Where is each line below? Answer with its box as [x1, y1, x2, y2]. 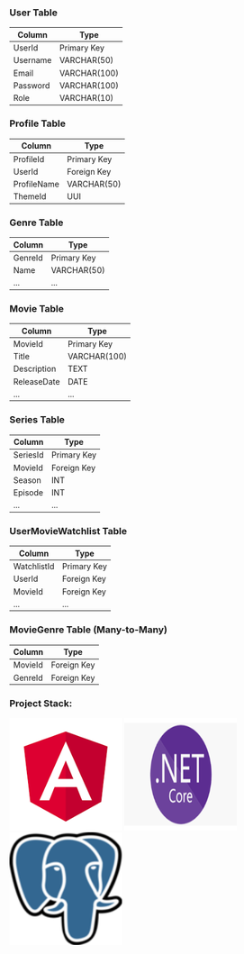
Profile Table [9, 117, 66, 130]
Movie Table [9, 302, 65, 314]
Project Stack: [9, 697, 73, 709]
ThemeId [13, 191, 47, 202]
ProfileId [13, 153, 45, 164]
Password [13, 79, 50, 91]
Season [13, 475, 42, 486]
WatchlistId [13, 561, 55, 572]
